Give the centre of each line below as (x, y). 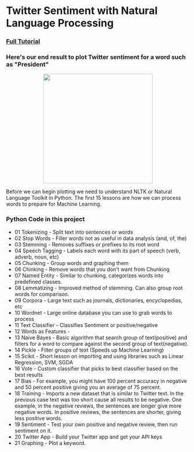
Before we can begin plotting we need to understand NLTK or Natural (89, 192)
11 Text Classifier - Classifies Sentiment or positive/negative (86, 325)
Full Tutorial (23, 41)
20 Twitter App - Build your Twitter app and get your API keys (88, 437)
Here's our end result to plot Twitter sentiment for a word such (96, 57)
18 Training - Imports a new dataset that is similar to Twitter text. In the (99, 393)
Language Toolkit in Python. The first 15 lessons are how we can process (94, 198)
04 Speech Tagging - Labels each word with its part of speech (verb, (97, 251)
